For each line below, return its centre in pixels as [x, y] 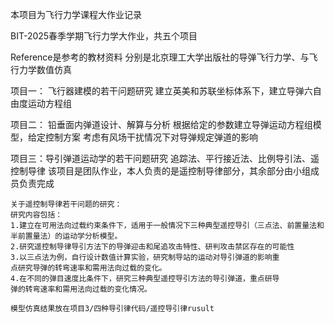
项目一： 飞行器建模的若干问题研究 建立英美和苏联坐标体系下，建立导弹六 [161, 91]
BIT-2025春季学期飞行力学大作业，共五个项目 [104, 36]
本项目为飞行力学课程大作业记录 [76, 14]
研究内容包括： [36, 215]
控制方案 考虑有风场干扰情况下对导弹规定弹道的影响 [151, 137]
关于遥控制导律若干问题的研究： [66, 204]
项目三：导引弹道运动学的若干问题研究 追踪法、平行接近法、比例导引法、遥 [165, 158]
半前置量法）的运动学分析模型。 [66, 236]
